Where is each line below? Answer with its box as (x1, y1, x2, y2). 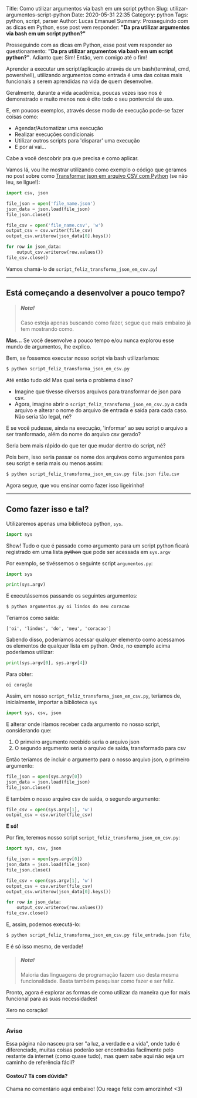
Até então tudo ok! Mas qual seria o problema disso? (6, 376, 133, 383)
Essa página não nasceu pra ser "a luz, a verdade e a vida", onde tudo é (6, 1040, 180, 1047)
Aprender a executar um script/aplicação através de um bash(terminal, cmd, (6, 65, 191, 72)
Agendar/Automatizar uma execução (14, 125, 104, 131)
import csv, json (6, 190, 49, 196)
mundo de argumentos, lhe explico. (6, 343, 92, 350)
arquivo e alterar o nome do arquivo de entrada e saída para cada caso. (14, 406, 188, 414)
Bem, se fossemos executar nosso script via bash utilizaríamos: (6, 354, 160, 361)
